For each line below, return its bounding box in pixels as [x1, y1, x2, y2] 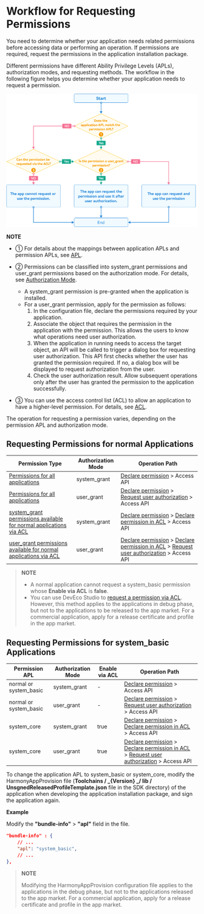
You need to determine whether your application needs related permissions [6, 37, 195, 44]
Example [6, 809, 29, 816]
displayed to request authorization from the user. [33, 365, 155, 373]
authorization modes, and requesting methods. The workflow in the [6, 68, 175, 76]
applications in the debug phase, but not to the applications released [21, 888, 193, 895]
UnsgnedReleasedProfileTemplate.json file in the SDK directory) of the [6, 784, 186, 791]
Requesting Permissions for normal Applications [6, 438, 194, 449]
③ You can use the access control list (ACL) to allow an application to [15, 396, 191, 404]
